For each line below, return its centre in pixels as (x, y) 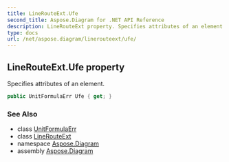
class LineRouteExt (44, 136)
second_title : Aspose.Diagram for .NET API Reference (86, 20)
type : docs (23, 33)
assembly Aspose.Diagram (55, 151)
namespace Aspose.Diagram (58, 144)
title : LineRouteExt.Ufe (43, 13)
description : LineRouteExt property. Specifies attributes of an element (115, 26)
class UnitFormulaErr (47, 129)
